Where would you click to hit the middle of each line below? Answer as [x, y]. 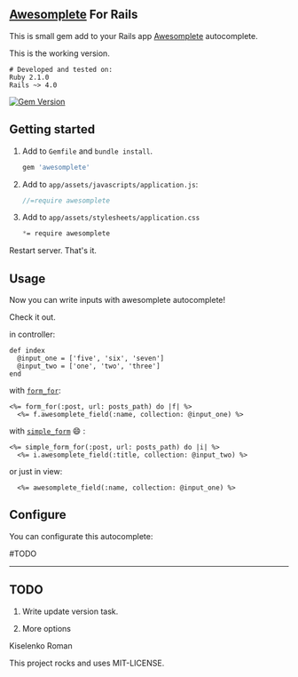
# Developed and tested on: [61, 69]
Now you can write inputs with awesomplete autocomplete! [118, 300]
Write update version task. [70, 611]
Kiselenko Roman [41, 645]
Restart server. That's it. [53, 251]
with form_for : [35, 391]
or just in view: [36, 472]
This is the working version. [60, 53]
